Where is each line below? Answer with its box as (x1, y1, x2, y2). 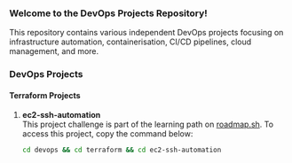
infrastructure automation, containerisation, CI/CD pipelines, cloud (9, 36, 252, 47)
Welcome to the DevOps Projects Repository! (9, 7, 209, 19)
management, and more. (9, 46, 99, 57)
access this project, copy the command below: (21, 128, 193, 139)
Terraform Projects (9, 89, 82, 100)
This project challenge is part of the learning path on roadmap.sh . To (21, 119, 273, 130)
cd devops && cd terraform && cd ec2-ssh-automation (21, 145, 222, 155)
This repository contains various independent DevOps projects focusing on (9, 27, 284, 38)
